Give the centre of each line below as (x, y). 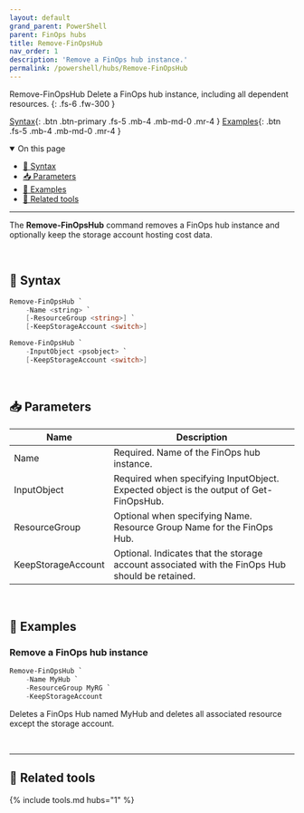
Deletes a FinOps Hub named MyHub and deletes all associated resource (146, 713)
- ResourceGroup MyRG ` (68, 688)
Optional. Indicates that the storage (188, 553)
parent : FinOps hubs (48, 34)
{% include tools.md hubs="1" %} (72, 799)
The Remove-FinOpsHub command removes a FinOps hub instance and (145, 225)
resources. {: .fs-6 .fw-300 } (62, 103)
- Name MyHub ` (52, 680)
